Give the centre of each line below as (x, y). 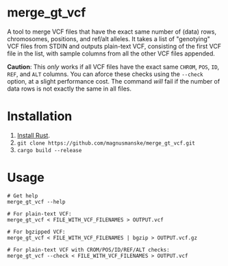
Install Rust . (33, 135)
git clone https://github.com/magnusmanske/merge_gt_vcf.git (106, 143)
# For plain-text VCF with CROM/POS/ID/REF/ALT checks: (88, 250)
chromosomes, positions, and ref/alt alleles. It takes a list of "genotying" (109, 38)
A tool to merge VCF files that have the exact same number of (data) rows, (112, 32)
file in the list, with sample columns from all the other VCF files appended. (111, 53)
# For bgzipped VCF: (37, 232)
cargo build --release (49, 150)
